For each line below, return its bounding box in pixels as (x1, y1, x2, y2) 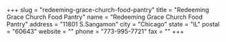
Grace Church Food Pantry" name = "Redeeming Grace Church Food (6, 13, 203, 21)
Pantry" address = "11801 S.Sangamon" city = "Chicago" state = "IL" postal (6, 20, 220, 28)
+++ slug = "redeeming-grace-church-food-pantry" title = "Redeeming (6, 6, 209, 14)
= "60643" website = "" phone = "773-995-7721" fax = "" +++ (6, 27, 185, 35)
